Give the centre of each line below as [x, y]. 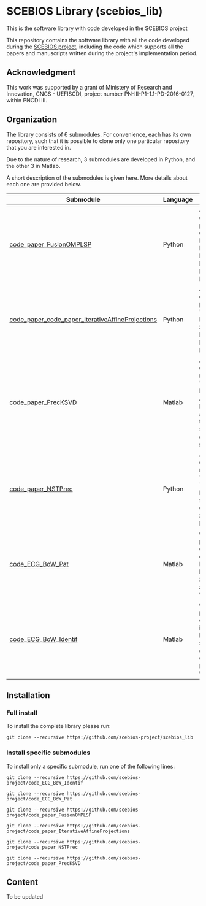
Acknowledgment [41, 73]
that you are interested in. [39, 147]
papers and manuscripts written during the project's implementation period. [102, 53]
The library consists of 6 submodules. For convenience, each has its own [99, 134]
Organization [32, 120]
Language [178, 199]
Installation [28, 695]
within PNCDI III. [27, 100]
